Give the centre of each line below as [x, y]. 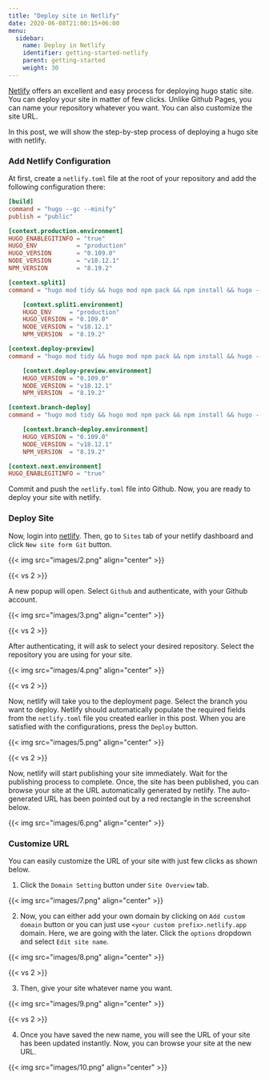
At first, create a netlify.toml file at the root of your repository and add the [132, 179]
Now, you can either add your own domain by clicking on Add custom [132, 916]
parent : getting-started [64, 61]
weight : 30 [41, 68]
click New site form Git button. [60, 544]
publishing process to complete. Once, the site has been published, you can [134, 781]
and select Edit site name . [64, 941]
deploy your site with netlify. [55, 498]
